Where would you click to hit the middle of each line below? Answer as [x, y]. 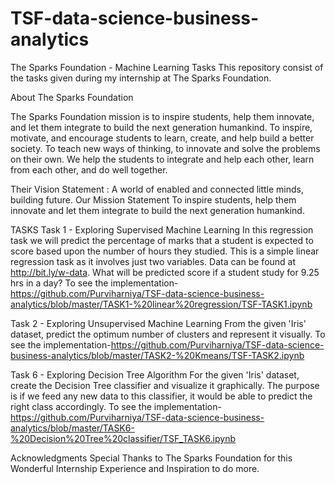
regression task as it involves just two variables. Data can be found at [153, 261]
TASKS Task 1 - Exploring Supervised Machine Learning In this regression [162, 229]
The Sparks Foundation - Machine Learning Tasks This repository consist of [167, 67]
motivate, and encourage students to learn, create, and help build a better [162, 138]
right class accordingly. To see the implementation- [116, 406]
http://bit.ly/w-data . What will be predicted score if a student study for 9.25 [165, 272]
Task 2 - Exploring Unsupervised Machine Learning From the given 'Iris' [158, 323]
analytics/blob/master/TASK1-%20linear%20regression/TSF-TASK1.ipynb [161, 304]
